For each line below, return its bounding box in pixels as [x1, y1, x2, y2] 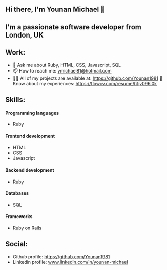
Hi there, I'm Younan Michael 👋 [5, 5, 105, 14]
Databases [5, 190, 29, 196]
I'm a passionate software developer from [5, 23, 142, 31]
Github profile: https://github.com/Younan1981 [12, 253, 110, 260]
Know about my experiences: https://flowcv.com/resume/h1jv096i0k [12, 80, 157, 86]
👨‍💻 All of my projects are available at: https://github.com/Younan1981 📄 [12, 75, 163, 81]
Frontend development [5, 133, 55, 139]
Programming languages [5, 110, 59, 116]
